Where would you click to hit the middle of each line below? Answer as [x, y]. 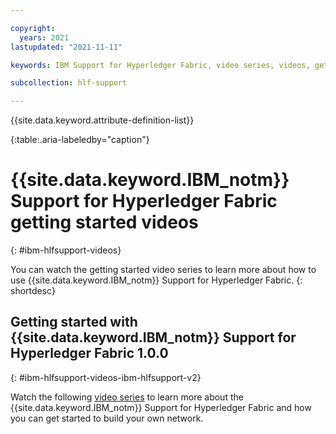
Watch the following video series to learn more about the [127, 397]
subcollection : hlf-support [69, 83]
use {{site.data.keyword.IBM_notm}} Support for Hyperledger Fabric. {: [156, 280]
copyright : [33, 28]
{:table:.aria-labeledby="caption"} [80, 140]
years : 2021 [44, 37]
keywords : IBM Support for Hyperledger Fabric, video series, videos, [160, 65]
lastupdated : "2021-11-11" [66, 47]
